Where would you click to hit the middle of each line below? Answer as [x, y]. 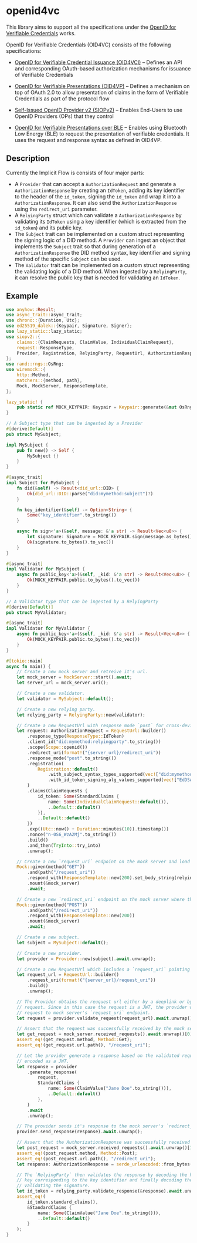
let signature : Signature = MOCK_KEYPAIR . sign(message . [97, 537]
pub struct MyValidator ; [36, 612]
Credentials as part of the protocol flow [62, 99]
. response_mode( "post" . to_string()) [72, 758]
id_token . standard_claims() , [63, 1202]
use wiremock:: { [26, 370]
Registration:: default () [68, 769]
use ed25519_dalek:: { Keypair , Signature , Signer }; [69, 326]
